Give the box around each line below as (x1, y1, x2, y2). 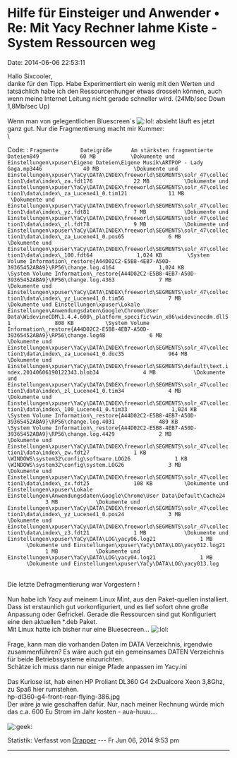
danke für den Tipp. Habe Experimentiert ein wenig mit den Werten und (7, 79, 215, 87)
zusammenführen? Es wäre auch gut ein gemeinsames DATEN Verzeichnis (7, 647, 224, 656)
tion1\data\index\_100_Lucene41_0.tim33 (7, 405, 128, 413)
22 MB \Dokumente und (133, 178, 229, 185)
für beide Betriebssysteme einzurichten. (7, 654, 124, 664)
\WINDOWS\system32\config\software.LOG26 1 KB (7, 455, 188, 463)
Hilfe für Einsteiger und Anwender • (7, 5, 220, 21)
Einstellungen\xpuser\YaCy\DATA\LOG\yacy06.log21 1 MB (7, 535, 213, 542)
